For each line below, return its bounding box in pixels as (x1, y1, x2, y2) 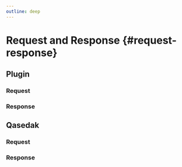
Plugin (6, 69, 30, 79)
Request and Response (6, 33, 121, 47)
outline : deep (6, 8, 41, 15)
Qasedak (6, 120, 40, 130)
